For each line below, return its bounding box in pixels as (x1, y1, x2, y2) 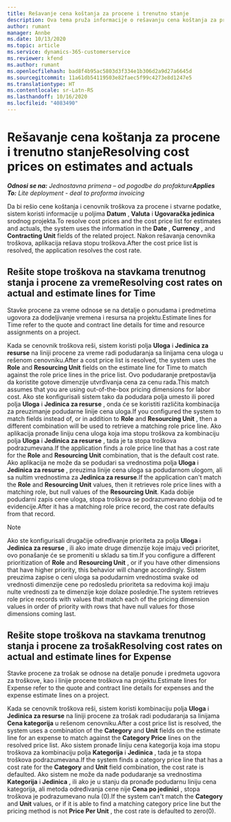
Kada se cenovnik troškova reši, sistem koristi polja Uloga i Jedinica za (7, 341, 209, 349)
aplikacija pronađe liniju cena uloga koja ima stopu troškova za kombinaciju (7, 429, 220, 438)
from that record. (7, 509, 56, 517)
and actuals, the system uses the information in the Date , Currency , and (7, 224, 215, 232)
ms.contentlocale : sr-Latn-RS (7, 87, 94, 94)
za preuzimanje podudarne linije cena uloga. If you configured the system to (7, 407, 221, 415)
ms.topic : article (7, 42, 60, 49)
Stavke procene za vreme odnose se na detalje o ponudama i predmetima (7, 306, 217, 314)
